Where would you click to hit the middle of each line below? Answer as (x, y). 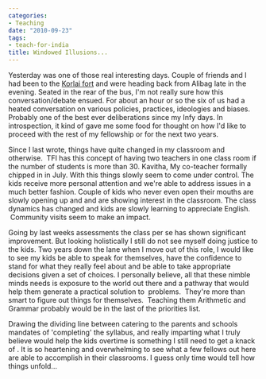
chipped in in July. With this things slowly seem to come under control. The (131, 175)
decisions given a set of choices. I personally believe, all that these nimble (129, 275)
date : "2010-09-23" (40, 30)
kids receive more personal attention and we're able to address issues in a (130, 183)
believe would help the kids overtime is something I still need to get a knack (132, 341)
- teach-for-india (39, 45)
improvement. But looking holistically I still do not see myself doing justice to (133, 241)
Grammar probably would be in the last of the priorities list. (104, 308)
